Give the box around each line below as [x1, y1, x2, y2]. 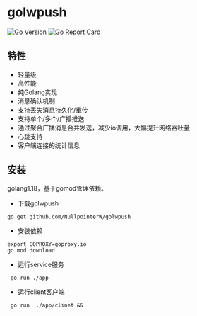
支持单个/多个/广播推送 [17, 114, 85, 123]
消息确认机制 [17, 96, 55, 105]
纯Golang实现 [17, 88, 58, 96]
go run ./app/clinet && [10, 302, 83, 309]
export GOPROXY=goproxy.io [7, 240, 87, 248]
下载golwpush [17, 199, 59, 208]
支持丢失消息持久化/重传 [17, 106, 88, 114]
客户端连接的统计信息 [17, 141, 80, 149]
